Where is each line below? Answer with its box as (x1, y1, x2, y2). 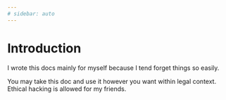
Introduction (7, 40, 82, 56)
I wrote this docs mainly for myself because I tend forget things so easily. (7, 64, 220, 72)
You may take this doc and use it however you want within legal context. (7, 77, 217, 85)
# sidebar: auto (7, 10, 55, 17)
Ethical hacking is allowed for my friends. (7, 85, 127, 93)
